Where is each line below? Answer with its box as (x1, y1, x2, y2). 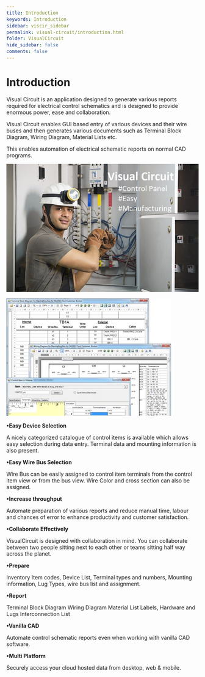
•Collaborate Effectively (6, 525, 69, 532)
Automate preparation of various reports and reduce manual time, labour (6, 507, 189, 514)
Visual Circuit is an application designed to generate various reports (6, 95, 177, 103)
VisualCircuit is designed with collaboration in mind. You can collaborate (6, 537, 188, 544)
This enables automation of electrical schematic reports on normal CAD (6, 145, 186, 152)
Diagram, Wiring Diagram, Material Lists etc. (6, 133, 117, 140)
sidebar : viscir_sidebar (6, 23, 70, 29)
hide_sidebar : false (6, 42, 59, 48)
